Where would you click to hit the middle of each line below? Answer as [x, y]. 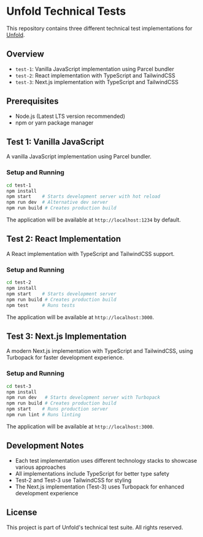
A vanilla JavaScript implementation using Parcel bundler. [79, 156]
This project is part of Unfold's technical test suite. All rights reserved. [95, 527]
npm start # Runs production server [57, 409]
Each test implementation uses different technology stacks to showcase [106, 460]
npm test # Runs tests [41, 305]
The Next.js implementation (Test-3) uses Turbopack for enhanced [100, 487]
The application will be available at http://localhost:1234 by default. [94, 220]
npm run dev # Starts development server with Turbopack [83, 398]
